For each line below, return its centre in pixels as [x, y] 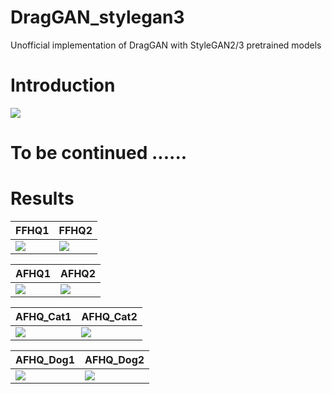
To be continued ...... [99, 153]
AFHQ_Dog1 [45, 359]
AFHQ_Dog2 [114, 359]
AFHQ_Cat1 [43, 316]
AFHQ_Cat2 [109, 316]
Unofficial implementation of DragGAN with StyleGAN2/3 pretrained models [166, 45]
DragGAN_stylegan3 [97, 17]
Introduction [63, 85]
